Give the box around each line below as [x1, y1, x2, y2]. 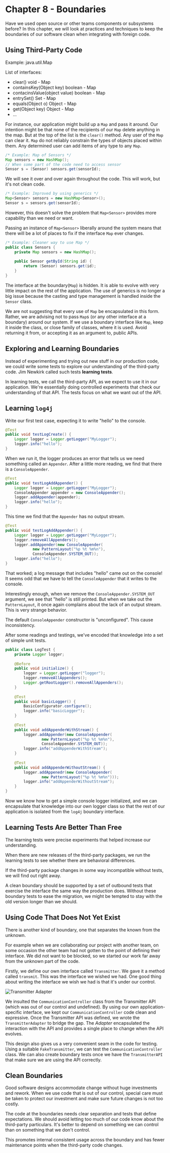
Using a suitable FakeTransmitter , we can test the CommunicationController [5, 1046, 162, 1052]
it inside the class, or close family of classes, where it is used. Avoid [5, 324, 147, 330]
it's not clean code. [5, 181, 46, 187]
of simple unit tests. [5, 637, 47, 643]
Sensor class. [5, 298, 32, 304]
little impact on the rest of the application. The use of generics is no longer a [5, 288, 165, 294]
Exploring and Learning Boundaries [5, 344, 119, 353]
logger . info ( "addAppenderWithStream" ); [23, 746, 108, 751]
